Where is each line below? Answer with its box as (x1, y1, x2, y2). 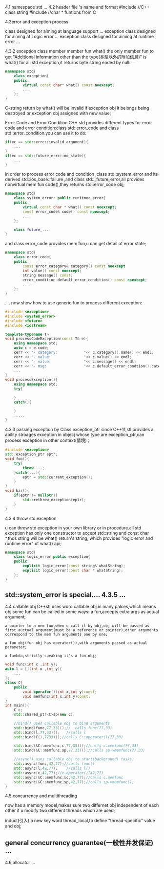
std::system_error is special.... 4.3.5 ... (5, 591, 126, 599)
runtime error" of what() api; (5, 540, 62, 546)
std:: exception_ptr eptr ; (5, 452, 58, 457)
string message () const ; (22, 273, 73, 278)
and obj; (5, 823, 22, 829)
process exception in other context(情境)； (5, 437, 91, 443)
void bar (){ (5, 488, 29, 493)
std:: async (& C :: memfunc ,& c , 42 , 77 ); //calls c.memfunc (14, 775, 123, 780)
